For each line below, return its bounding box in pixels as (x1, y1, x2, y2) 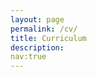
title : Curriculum (10, 33, 87, 43)
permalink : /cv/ (10, 24, 78, 34)
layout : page (10, 14, 65, 25)
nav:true (10, 52, 47, 62)
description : (10, 42, 65, 53)
